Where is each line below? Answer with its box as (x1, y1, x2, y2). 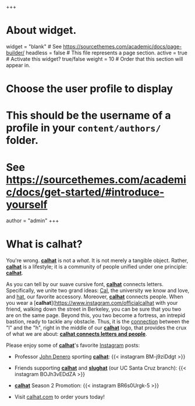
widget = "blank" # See (6, 43, 62, 50)
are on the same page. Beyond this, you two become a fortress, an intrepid (6, 312, 185, 319)
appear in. (6, 61, 31, 68)
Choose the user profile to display (6, 82, 173, 95)
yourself (6, 198, 48, 211)
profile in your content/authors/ (6, 121, 161, 135)
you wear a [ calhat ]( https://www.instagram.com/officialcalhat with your (6, 300, 178, 307)
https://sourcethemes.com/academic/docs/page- (63, 43, 182, 50)
